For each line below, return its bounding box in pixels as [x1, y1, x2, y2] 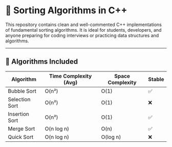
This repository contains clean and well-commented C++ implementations [5, 21, 162, 28]
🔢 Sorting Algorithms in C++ [5, 5, 127, 16]
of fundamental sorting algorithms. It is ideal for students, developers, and [5, 27, 162, 33]
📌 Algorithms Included [5, 57, 78, 66]
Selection [8, 95, 31, 103]
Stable [148, 76, 164, 83]
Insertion [8, 110, 29, 117]
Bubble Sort [8, 87, 37, 94]
